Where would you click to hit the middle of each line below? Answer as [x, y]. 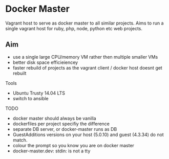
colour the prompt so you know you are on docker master [73, 145]
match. [20, 140]
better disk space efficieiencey [45, 62]
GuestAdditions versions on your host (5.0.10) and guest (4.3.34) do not [88, 134]
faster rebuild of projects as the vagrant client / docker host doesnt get [87, 67]
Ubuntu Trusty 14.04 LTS [39, 93]
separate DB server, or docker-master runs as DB [65, 129]
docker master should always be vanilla [54, 118]
